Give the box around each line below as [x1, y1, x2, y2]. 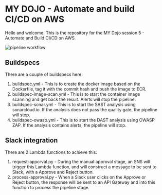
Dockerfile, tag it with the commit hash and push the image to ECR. [12, 86, 147, 92]
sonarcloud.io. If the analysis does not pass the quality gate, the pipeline [12, 106, 158, 112]
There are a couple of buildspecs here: [5, 71, 83, 77]
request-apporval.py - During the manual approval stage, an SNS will [12, 159, 151, 164]
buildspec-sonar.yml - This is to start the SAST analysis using [12, 101, 136, 107]
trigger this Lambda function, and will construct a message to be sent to [12, 164, 157, 170]
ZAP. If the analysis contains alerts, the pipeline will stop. [12, 122, 126, 128]
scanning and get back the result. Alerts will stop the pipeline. [12, 96, 136, 102]
